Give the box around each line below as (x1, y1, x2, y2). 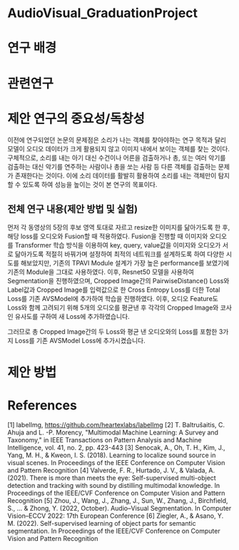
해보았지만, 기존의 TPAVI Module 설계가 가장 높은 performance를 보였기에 (20, 259, 230, 268)
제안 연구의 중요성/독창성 (7, 111, 145, 126)
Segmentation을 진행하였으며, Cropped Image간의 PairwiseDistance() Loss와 (7, 277, 230, 285)
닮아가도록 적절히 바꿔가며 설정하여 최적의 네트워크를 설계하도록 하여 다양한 (14, 250, 225, 258)
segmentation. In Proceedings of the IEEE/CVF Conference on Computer (7, 526, 220, 536)
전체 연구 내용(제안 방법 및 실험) (7, 203, 138, 215)
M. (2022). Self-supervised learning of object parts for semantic (7, 519, 196, 528)
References (7, 397, 77, 413)
